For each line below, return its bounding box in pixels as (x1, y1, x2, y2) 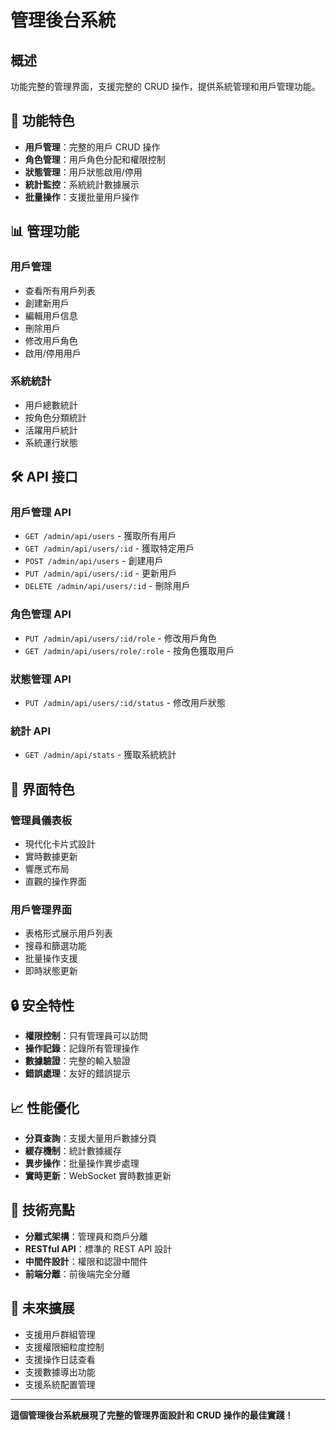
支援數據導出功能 (24, 1366, 96, 1378)
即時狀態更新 (24, 965, 78, 977)
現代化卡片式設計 (24, 838, 96, 850)
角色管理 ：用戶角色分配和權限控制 (24, 153, 166, 165)
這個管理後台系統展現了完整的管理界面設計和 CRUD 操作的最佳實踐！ (10, 1409, 294, 1421)
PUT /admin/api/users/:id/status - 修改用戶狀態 (24, 697, 227, 709)
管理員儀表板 (10, 813, 73, 827)
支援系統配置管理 (24, 1378, 96, 1390)
